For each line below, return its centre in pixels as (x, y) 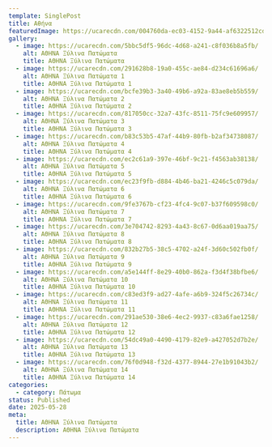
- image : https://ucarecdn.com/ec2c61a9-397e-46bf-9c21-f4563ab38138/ (137, 159)
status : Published (39, 400)
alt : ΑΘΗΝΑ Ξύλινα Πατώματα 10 (76, 279)
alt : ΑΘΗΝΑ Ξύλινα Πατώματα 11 (76, 302)
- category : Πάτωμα (49, 392)
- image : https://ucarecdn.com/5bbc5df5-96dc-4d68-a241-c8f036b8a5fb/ (137, 46)
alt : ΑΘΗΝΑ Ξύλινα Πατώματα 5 (74, 167)
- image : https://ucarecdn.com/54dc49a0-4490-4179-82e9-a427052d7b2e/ (137, 340)
